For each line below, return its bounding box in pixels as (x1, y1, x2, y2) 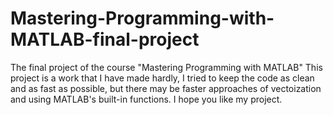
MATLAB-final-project (10, 28, 200, 51)
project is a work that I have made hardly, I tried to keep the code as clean (10, 72, 315, 84)
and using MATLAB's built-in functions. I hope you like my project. (10, 93, 283, 105)
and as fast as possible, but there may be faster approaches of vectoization (10, 82, 322, 94)
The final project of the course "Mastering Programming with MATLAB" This (10, 61, 323, 73)
